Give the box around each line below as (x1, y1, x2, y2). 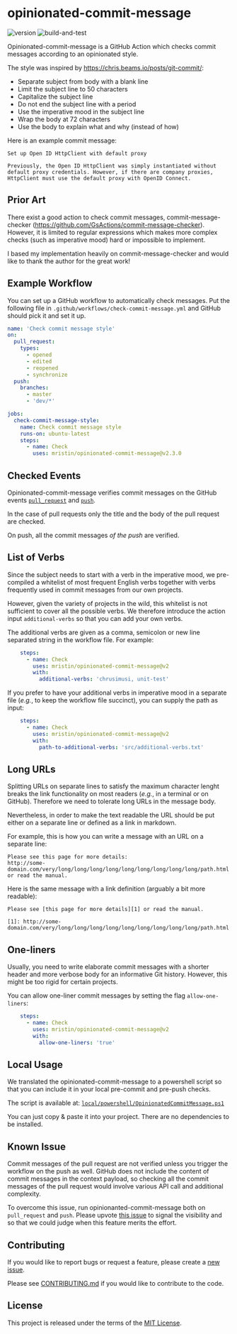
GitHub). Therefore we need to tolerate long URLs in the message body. (7, 797, 216, 806)
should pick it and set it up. (7, 311, 86, 320)
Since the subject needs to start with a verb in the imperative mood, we (7, 570, 216, 579)
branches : (20, 385, 50, 392)
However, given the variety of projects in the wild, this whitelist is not (7, 599, 208, 607)
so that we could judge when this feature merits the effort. (7, 1218, 177, 1227)
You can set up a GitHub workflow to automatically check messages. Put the (7, 296, 230, 304)
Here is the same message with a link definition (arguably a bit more (7, 885, 206, 893)
